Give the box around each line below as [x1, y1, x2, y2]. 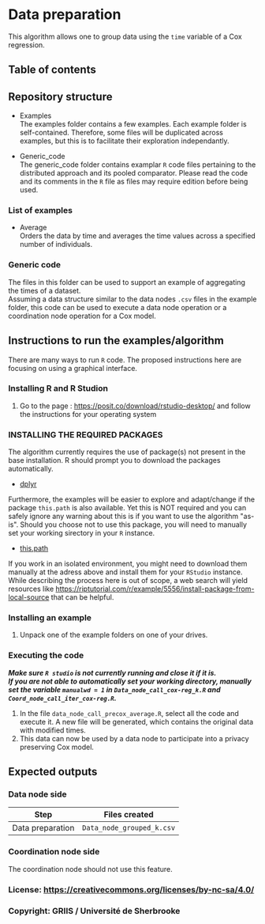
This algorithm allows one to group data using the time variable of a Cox [8, 32, 242, 41]
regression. [8, 40, 45, 49]
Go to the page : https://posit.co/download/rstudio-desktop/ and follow [19, 401, 251, 411]
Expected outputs [8, 765, 98, 778]
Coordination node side [8, 846, 100, 858]
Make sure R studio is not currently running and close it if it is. [8, 668, 217, 677]
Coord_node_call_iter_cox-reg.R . [8, 693, 117, 702]
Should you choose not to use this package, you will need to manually [20, 520, 247, 529]
